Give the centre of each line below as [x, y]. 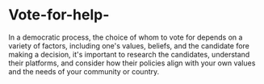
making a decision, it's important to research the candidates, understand [129, 54]
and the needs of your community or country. [84, 71]
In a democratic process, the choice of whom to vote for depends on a [126, 37]
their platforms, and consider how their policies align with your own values [132, 63]
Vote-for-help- [59, 15]
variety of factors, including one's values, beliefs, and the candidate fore [129, 45]
